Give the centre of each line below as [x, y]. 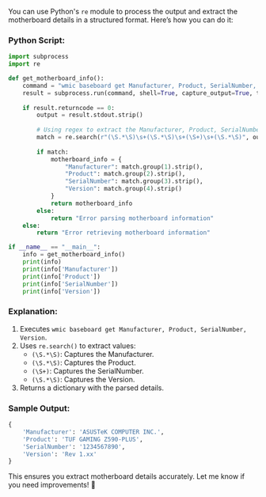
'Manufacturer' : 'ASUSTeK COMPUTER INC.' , [93, 432]
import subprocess [38, 57]
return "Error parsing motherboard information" [132, 218]
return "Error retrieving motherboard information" [124, 233]
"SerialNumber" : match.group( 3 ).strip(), [134, 181]
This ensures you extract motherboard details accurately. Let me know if [127, 476]
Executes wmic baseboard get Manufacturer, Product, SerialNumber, [133, 328]
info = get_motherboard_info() [74, 255]
